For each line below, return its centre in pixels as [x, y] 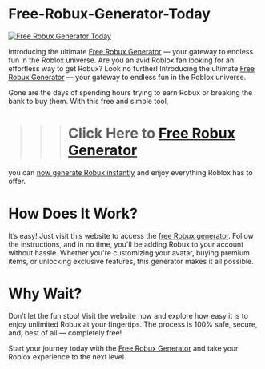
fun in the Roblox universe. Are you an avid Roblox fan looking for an [121, 60]
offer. [17, 181]
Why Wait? [45, 294]
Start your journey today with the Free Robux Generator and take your [123, 348]
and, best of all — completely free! [65, 332]
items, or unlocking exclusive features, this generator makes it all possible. [131, 261]
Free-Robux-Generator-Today [109, 14]
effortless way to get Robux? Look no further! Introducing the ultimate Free [131, 68]
